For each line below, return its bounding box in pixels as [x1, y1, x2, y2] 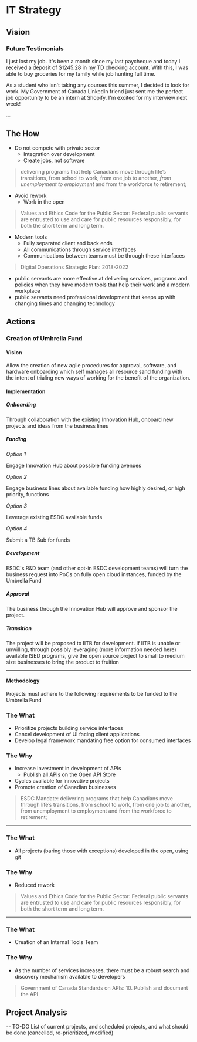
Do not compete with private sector [14, 144, 101, 151]
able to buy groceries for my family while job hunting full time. [6, 70, 155, 77]
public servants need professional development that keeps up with [14, 293, 176, 300]
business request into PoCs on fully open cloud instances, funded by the [6, 570, 182, 578]
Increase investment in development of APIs [14, 765, 121, 772]
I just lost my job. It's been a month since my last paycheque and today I [6, 57, 181, 65]
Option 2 [6, 473, 28, 480]
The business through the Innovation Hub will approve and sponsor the [6, 605, 178, 612]
